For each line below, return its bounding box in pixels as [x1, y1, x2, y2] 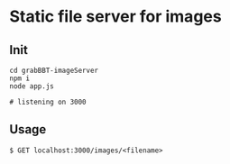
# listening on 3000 [9, 97, 87, 106]
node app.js [9, 82, 54, 91]
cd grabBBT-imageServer [9, 66, 99, 75]
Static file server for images [9, 6, 223, 27]
